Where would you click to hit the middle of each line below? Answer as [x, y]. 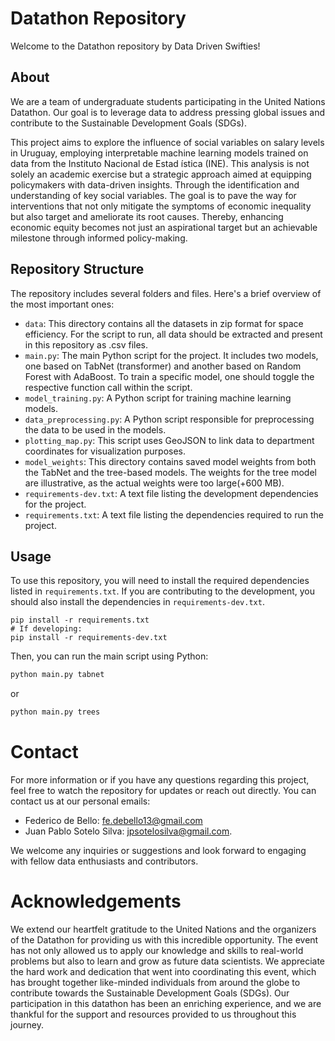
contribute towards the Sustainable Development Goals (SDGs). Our [150, 993]
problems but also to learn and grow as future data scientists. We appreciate [168, 961]
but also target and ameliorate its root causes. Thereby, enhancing [147, 216]
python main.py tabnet [57, 675]
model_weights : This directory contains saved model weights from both [170, 461]
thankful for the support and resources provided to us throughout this [153, 1014]
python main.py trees [55, 712]
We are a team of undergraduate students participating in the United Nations [168, 101]
